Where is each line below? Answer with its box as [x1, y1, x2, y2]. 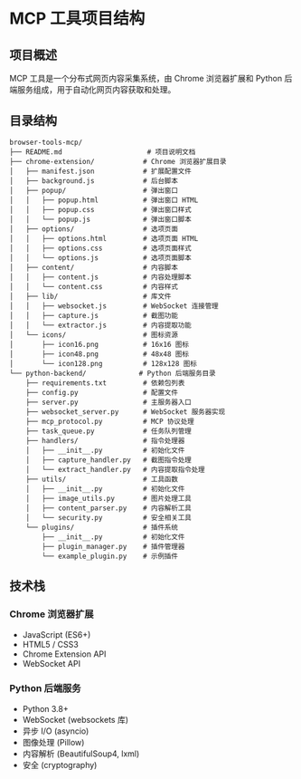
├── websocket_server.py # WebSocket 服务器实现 [25, 407, 226, 417]
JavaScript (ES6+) [22, 629, 91, 640]
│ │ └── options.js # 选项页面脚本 [9, 253, 192, 263]
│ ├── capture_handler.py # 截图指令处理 [25, 455, 192, 465]
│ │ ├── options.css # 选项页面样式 [9, 244, 192, 253]
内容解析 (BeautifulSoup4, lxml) [22, 748, 140, 759]
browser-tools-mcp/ [9, 138, 83, 147]
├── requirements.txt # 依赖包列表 [25, 378, 185, 388]
